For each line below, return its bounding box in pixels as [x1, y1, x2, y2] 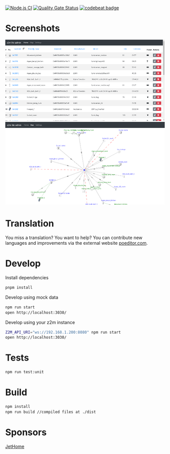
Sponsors [5, 427, 47, 438]
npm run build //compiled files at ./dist [5, 409, 96, 414]
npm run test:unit [5, 370, 44, 375]
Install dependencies [5, 274, 49, 280]
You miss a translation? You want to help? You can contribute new [5, 234, 143, 241]
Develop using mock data [5, 294, 59, 300]
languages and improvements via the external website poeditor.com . [5, 240, 148, 246]
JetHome [5, 443, 24, 449]
